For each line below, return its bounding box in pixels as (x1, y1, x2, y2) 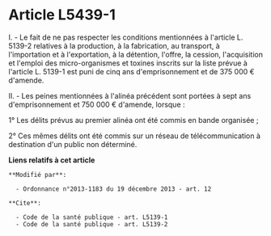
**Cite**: (8, 199, 42, 207)
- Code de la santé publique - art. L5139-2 (15, 220, 168, 228)
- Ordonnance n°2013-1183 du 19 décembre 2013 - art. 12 (15, 184, 212, 193)
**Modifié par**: (8, 171, 67, 179)
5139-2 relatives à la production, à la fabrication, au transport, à (8, 40, 220, 50)
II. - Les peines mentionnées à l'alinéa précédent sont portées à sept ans (8, 91, 252, 100)
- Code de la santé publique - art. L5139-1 (15, 213, 168, 221)
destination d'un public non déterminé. (8, 139, 138, 149)
